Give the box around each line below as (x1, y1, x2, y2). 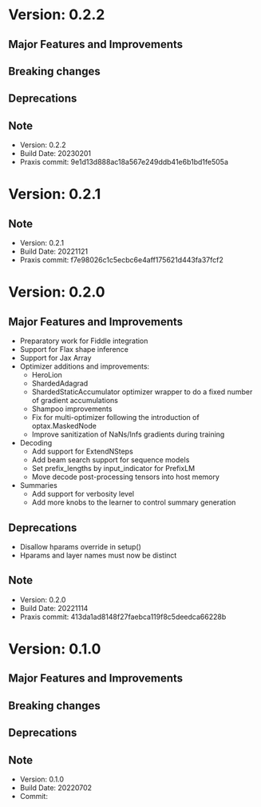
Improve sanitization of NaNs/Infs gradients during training (31, 429, 225, 439)
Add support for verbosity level (31, 489, 135, 499)
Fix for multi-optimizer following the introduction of (31, 413, 200, 422)
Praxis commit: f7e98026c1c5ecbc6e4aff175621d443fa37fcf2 (19, 255, 223, 265)
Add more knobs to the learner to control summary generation (31, 497, 236, 507)
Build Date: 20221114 (19, 603, 89, 613)
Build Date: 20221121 (19, 246, 89, 257)
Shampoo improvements (31, 404, 113, 413)
